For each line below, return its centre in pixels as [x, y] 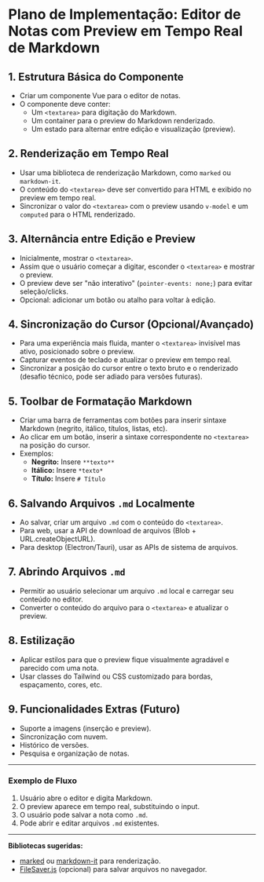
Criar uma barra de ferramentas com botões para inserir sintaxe [123, 420]
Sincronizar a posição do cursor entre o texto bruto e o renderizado [129, 368]
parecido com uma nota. [59, 668]
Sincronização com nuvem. [64, 737]
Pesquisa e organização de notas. [74, 753]
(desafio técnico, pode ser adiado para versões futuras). [111, 377]
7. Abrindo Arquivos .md [67, 572]
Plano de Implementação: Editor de [125, 15]
